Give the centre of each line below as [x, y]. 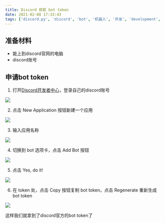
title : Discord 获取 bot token [37, 10]
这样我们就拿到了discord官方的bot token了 [49, 215]
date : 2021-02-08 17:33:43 [33, 14]
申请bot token [27, 77]
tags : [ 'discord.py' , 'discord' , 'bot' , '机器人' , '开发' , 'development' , [83, 19]
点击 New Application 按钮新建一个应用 [52, 110]
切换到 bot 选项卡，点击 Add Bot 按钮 [50, 150]
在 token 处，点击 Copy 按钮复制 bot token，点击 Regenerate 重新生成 [84, 190]
